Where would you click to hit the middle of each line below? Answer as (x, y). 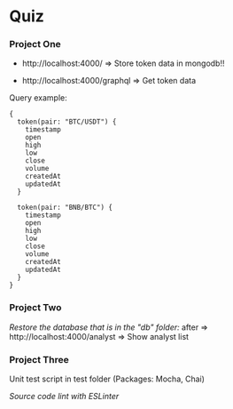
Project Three (39, 359)
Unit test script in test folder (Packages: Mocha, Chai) (107, 379)
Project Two (35, 308)
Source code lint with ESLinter (64, 397)
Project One (35, 44)
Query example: (39, 98)
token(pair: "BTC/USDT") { (67, 122)
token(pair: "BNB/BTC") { (65, 208)
